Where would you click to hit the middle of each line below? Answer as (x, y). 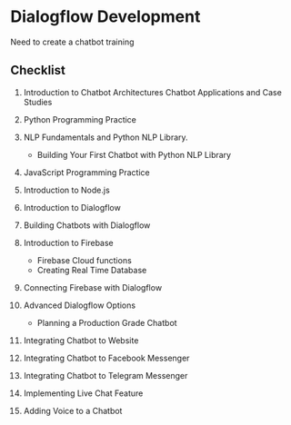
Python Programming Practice (80, 119)
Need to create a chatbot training (72, 42)
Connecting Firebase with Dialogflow (93, 287)
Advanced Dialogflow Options (79, 305)
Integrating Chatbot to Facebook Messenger (106, 358)
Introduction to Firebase (69, 242)
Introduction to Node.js (66, 190)
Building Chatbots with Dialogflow (87, 225)
